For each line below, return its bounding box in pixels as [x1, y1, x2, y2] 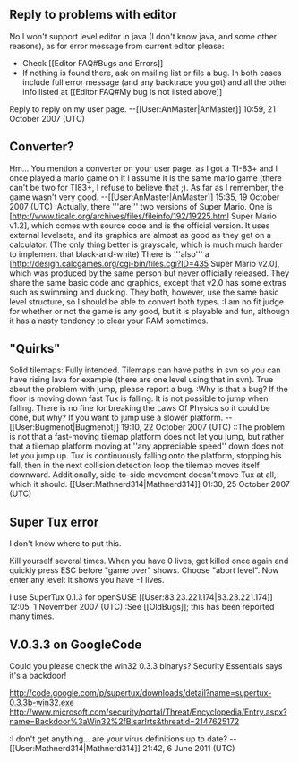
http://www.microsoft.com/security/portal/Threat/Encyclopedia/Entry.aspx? [9, 706, 288, 717]
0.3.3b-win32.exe [9, 698, 74, 708]
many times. [9, 611, 55, 621]
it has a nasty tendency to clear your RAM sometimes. [9, 315, 209, 326]
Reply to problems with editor [9, 7, 177, 22]
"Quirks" [9, 341, 61, 356]
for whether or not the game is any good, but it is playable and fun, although [9, 305, 290, 316]
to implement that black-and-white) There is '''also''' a [9, 248, 210, 259]
